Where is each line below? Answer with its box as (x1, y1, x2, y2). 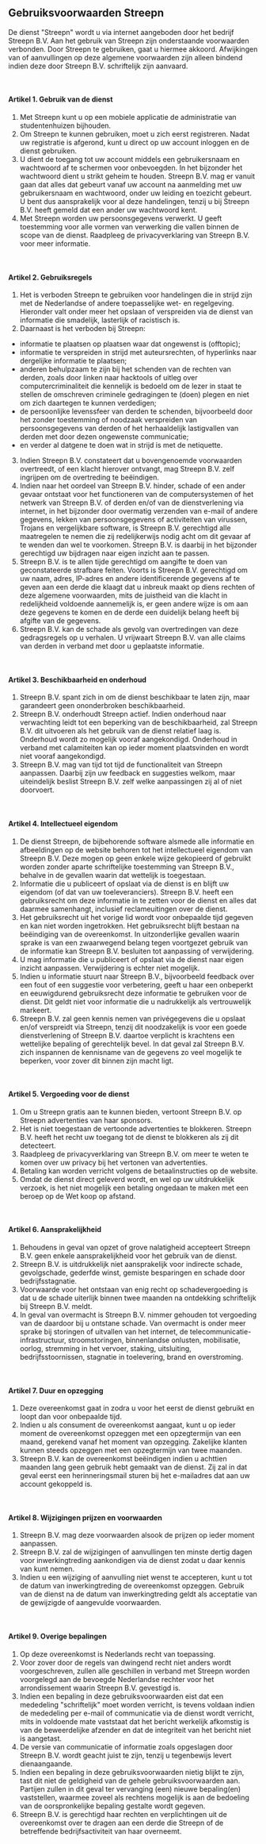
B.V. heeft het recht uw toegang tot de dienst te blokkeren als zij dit (19, 1132, 239, 1141)
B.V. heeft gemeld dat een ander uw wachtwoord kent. (19, 206, 198, 215)
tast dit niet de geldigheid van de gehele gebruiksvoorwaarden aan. (19, 1776, 241, 1785)
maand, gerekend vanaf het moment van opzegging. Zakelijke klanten (19, 1437, 248, 1447)
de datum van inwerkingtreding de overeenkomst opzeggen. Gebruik (19, 1581, 245, 1591)
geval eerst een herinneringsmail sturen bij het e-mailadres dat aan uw (19, 1471, 251, 1480)
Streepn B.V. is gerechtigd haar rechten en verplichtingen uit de (19, 1809, 227, 1819)
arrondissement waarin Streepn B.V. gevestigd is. (19, 1683, 180, 1692)
